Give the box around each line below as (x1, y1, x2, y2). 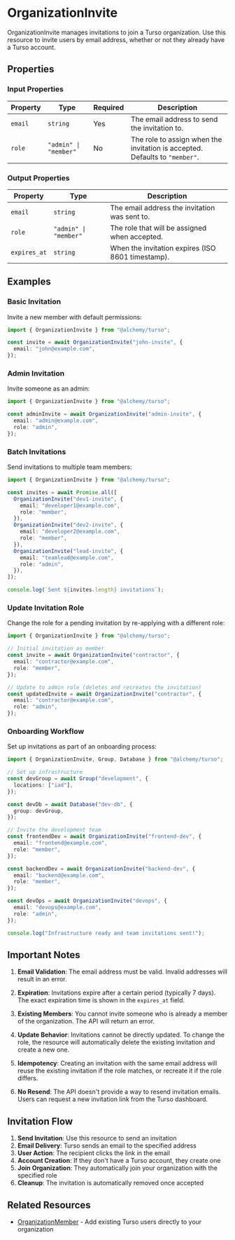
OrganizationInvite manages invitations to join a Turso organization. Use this (7, 28, 226, 36)
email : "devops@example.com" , (13, 904, 101, 911)
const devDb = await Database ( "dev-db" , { (7, 800, 133, 808)
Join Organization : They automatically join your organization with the (17, 1164, 218, 1172)
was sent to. (110, 212, 150, 222)
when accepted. (110, 231, 163, 241)
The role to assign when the (130, 135, 222, 144)
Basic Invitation (7, 297, 62, 306)
